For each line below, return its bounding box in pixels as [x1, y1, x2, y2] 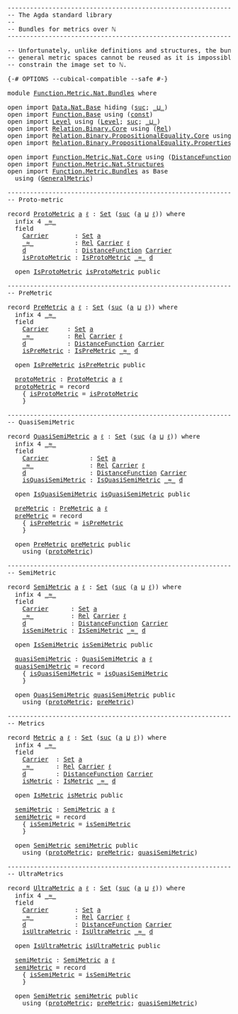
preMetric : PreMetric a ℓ [14, 505, 108, 512]
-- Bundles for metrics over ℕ [7, 26, 116, 33]
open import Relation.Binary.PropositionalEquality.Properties [7, 139, 232, 146]
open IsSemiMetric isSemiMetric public [14, 641, 154, 649]
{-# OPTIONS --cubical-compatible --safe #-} [7, 75, 169, 82]
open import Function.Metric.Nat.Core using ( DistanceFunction [7, 153, 232, 161]
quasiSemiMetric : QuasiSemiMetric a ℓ [14, 655, 153, 663]
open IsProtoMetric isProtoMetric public [14, 268, 161, 276]
